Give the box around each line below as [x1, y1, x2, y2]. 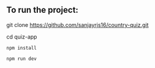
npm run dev [6, 55, 37, 62]
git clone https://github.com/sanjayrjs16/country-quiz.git [6, 21, 149, 28]
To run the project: [6, 5, 78, 15]
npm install [6, 45, 37, 51]
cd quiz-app [6, 33, 37, 40]
